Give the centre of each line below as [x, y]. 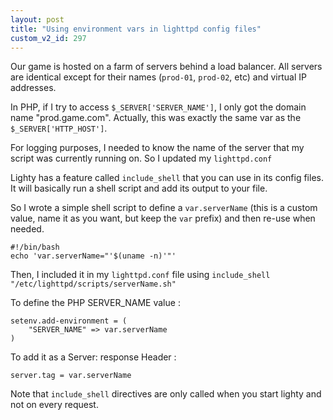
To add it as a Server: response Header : [93, 357]
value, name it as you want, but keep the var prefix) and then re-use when [163, 218]
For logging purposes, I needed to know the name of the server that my [157, 148]
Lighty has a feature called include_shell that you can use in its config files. [167, 178]
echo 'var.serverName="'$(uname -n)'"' [93, 256]
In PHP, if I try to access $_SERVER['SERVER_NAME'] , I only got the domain [158, 107]
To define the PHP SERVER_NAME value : [95, 303]
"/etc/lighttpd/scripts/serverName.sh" [93, 284]
